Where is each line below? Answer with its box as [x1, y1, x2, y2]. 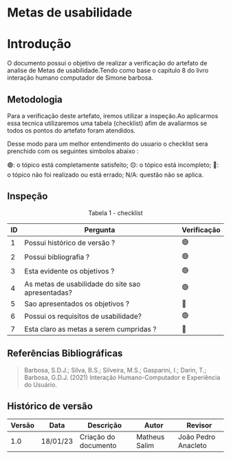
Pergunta [84, 225, 115, 234]
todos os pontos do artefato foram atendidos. [7, 126, 136, 135]
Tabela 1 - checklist [88, 208, 143, 217]
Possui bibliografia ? [24, 252, 90, 262]
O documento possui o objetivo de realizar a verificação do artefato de [7, 59, 208, 67]
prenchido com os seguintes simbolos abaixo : [7, 146, 139, 155]
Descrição [87, 421, 122, 430]
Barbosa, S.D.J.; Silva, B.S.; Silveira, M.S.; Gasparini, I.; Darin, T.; [23, 366, 207, 374]
